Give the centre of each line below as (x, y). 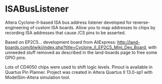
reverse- (141, 22)
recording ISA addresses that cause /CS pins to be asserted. (65, 33)
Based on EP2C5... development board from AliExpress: (61, 42)
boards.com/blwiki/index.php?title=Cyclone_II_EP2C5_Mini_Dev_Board (76, 47)
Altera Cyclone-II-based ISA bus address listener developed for (68, 22)
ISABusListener (37, 9)
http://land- (129, 42)
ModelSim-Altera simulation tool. (38, 77)
